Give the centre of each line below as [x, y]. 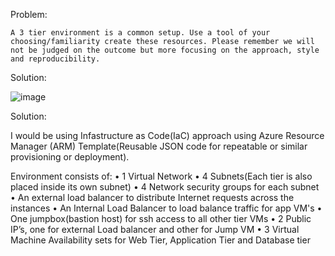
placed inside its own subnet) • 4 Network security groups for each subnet [165, 187]
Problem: [29, 14]
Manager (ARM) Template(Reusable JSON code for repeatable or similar [159, 146]
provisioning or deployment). [70, 157]
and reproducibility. [55, 59]
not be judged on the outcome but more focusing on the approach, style [165, 50]
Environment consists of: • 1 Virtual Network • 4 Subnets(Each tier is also [161, 176]
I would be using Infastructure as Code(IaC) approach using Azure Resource [167, 135]
